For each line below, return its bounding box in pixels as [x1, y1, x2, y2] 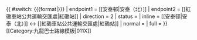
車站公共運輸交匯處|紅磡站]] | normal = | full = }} [52, 20, 168, 27]
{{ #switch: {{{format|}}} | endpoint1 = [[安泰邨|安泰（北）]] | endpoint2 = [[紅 [6, 6, 191, 12]
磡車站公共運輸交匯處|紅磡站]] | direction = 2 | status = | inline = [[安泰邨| [6, 13, 183, 20]
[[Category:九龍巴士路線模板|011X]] [6, 27, 91, 34]
